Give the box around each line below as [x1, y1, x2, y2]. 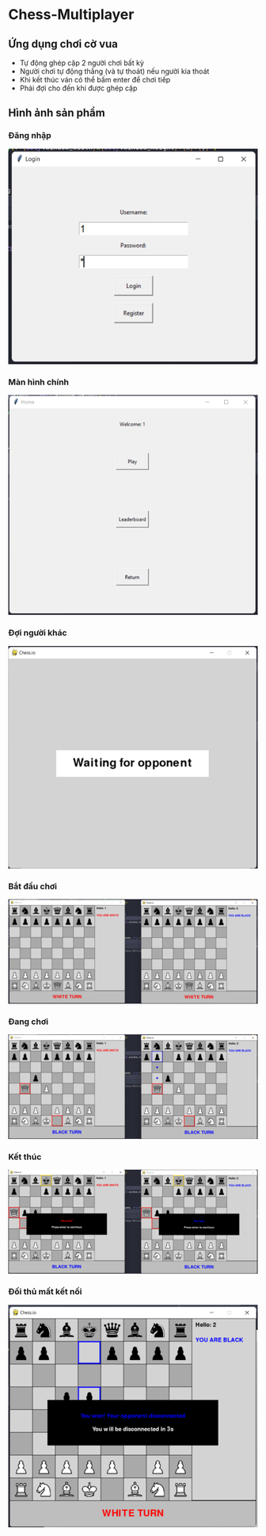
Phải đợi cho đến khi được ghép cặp [19, 83, 138, 93]
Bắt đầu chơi [8, 881, 58, 892]
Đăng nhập [8, 130, 51, 141]
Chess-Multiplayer [8, 6, 135, 24]
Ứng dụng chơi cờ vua [8, 37, 119, 51]
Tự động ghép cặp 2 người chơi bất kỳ [19, 58, 145, 67]
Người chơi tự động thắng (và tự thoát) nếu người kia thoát [19, 67, 210, 76]
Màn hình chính [8, 376, 70, 388]
